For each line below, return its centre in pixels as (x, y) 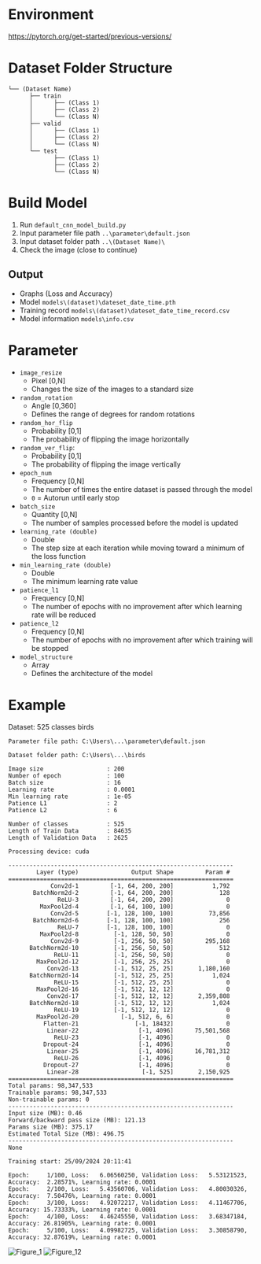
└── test (43, 151)
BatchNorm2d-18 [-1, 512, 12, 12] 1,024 (129, 1003)
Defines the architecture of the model (92, 673)
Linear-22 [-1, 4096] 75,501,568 (138, 1030)
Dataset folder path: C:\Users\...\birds (77, 755)
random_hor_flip (46, 423)
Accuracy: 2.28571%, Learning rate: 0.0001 (82, 1182)
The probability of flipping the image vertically (106, 464)
